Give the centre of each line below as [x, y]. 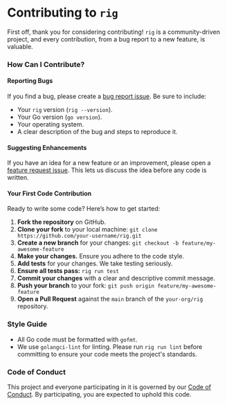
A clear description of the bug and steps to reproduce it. [97, 132]
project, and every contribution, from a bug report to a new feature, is [106, 39]
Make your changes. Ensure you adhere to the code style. [101, 256]
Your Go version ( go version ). [60, 117]
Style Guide [27, 324]
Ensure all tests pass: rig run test [68, 271]
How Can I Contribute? [46, 64]
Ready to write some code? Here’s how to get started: [84, 209]
